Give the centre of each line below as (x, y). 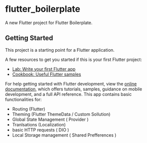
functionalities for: (23, 99)
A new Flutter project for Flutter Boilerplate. (49, 23)
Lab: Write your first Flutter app (44, 69)
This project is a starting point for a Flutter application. (60, 50)
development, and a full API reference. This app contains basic (68, 94)
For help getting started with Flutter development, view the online (71, 84)
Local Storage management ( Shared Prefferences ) (64, 135)
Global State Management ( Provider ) (50, 119)
